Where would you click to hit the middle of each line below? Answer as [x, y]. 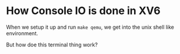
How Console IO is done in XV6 [83, 11]
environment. [22, 33]
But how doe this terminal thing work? [52, 45]
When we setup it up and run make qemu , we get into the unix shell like [90, 27]
